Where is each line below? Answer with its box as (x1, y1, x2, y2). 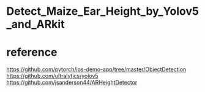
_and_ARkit (6, 17, 65, 31)
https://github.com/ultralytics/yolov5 (6, 72, 99, 80)
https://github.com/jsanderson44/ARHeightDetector (6, 79, 138, 86)
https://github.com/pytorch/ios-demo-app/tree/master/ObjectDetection (6, 66, 187, 73)
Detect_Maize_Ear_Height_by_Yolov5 (6, 4, 199, 18)
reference (6, 45, 58, 59)
